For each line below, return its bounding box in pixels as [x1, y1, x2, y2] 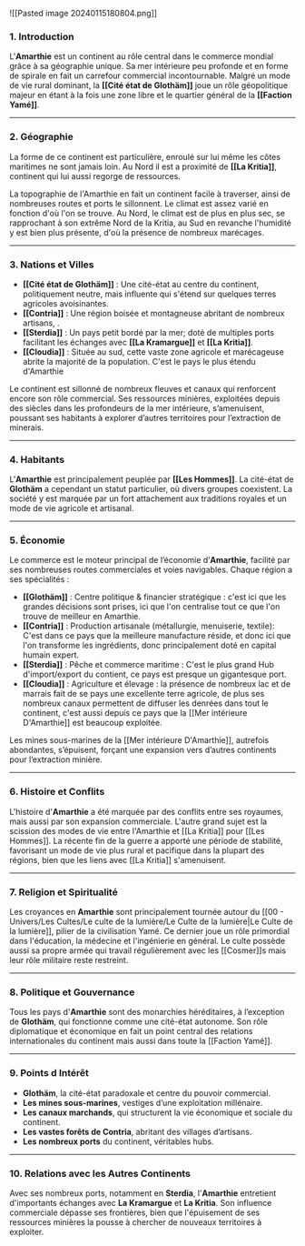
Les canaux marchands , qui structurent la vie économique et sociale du [22, 1107, 293, 1118]
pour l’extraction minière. [9, 754, 103, 765]
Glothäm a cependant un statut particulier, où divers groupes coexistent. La [9, 484, 293, 495]
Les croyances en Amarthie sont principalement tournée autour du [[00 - [9, 907, 284, 918]
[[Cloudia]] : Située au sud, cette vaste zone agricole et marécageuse [22, 346, 284, 357]
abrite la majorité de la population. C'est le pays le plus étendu [22, 356, 256, 367]
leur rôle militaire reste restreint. [9, 955, 129, 966]
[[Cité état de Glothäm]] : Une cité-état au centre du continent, [22, 278, 260, 289]
